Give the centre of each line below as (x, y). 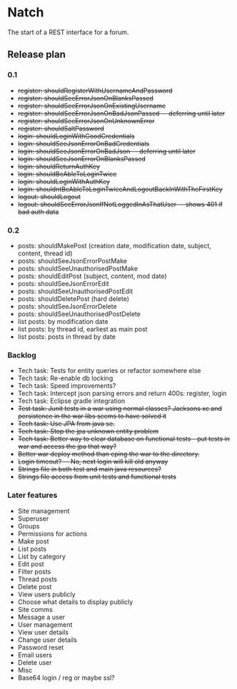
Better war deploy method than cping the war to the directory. (109, 454)
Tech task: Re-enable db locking (65, 378)
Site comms (35, 609)
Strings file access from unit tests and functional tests (97, 477)
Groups (29, 526)
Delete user (35, 662)
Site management (44, 511)
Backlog (22, 355)
